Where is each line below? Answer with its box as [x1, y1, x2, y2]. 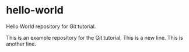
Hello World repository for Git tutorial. [6, 23, 96, 30]
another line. [6, 40, 37, 47]
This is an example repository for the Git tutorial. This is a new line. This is [6, 34, 184, 41]
